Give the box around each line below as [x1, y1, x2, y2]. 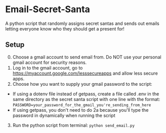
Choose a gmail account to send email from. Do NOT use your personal [12, 54, 161, 60]
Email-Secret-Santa [5, 4, 90, 15]
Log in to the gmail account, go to [12, 64, 83, 71]
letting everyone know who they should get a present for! [5, 25, 125, 31]
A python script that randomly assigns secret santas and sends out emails [5, 20, 159, 26]
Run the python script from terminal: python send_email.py [12, 122, 135, 128]
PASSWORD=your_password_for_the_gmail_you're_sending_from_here [12, 103, 151, 108]
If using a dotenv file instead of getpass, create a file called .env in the [12, 90, 159, 97]
